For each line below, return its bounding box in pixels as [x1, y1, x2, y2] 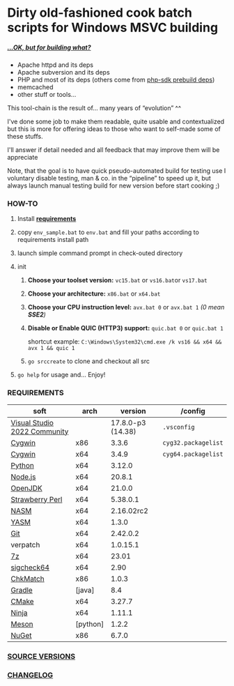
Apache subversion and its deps [17, 68, 110, 77]
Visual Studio [10, 418, 54, 427]
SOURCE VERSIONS [7, 651, 75, 661]
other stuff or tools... [17, 91, 77, 99]
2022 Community [10, 427, 69, 436]
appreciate [7, 153, 38, 162]
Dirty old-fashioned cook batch [7, 5, 193, 21]
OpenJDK [10, 483, 43, 493]
